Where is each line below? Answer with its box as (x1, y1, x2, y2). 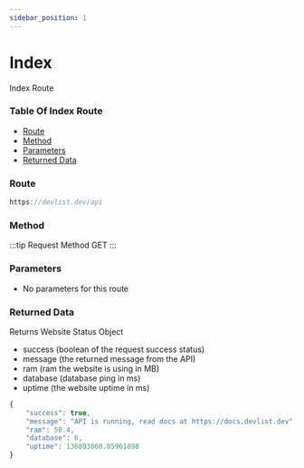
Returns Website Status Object (9, 326, 124, 336)
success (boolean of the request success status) (22, 344, 205, 355)
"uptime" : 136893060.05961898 (25, 442, 140, 452)
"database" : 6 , (25, 434, 83, 443)
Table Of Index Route (9, 105, 103, 118)
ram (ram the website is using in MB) (22, 363, 160, 374)
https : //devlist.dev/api (9, 198, 103, 207)
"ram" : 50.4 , (25, 425, 75, 434)
